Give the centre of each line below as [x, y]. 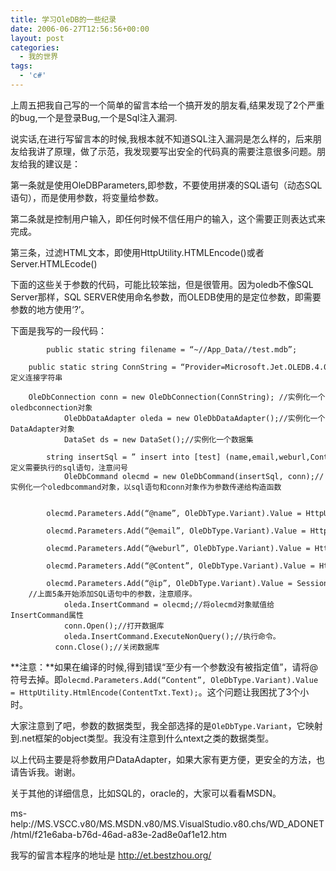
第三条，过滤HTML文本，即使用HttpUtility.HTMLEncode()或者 [137, 252]
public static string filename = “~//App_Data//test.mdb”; [172, 349]
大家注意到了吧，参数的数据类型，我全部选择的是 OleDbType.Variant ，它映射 [166, 725]
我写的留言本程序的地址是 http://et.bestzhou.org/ [111, 855]
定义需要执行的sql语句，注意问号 [69, 467]
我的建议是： [54, 163]
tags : [21, 66]
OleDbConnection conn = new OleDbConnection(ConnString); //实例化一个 [177, 397]
